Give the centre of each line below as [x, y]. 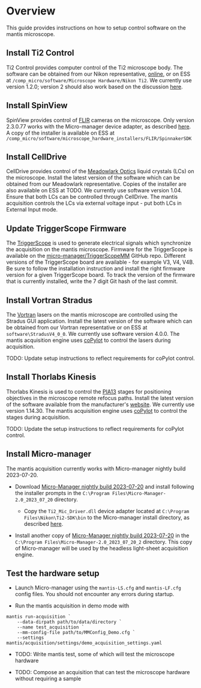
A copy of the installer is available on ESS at [61, 133]
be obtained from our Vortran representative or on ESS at [77, 327]
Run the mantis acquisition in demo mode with [72, 606]
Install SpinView [37, 105]
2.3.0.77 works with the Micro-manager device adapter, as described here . [99, 126]
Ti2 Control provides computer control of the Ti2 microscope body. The [94, 67]
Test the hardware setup [53, 574]
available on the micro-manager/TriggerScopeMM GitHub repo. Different [96, 256]
